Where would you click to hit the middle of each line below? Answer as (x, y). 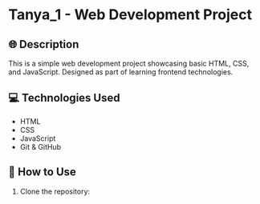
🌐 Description (44, 44)
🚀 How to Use (42, 172)
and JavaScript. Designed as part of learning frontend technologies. (121, 72)
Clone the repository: (55, 191)
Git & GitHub (41, 146)
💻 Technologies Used (64, 98)
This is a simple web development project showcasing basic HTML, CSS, (129, 63)
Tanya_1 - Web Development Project (130, 15)
